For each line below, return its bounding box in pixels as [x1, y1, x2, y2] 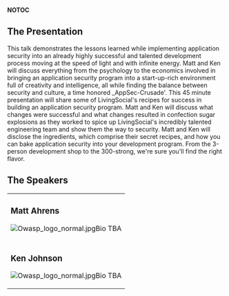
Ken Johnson [10, 252, 63, 263]
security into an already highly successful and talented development [7, 51, 201, 59]
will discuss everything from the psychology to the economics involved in [7, 66, 216, 75]
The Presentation [7, 26, 83, 37]
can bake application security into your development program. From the [7, 140, 212, 148]
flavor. [7, 154, 26, 163]
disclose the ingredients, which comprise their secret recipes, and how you [7, 132, 221, 140]
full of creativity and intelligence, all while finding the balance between [7, 81, 208, 89]
